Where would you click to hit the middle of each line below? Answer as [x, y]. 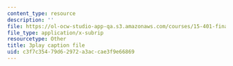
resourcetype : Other [37, 39]
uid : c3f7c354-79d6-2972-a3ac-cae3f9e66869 [71, 52]
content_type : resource [42, 13]
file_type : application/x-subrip [55, 33]
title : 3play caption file [46, 45]
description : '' [31, 20]
